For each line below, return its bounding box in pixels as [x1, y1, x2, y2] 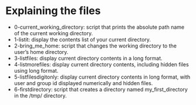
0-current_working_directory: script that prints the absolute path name [13, 23, 185, 31]
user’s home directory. [13, 48, 69, 55]
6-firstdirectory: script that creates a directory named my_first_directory [13, 86, 188, 93]
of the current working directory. [13, 29, 93, 36]
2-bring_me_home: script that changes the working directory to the [13, 42, 177, 49]
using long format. [13, 67, 59, 74]
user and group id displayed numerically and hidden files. [13, 79, 153, 86]
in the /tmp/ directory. [13, 92, 67, 99]
